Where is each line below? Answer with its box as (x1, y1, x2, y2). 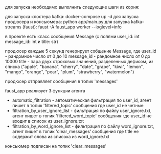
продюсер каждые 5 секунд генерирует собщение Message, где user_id (5, 48, 157, 54)
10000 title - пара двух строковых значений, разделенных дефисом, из (5, 59, 154, 64)
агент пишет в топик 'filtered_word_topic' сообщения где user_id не (12, 113, 152, 119)
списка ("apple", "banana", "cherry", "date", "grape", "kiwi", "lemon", (5, 64, 144, 69)
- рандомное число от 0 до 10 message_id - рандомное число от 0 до (5, 53, 151, 59)
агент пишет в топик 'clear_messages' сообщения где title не (12, 129, 139, 134)
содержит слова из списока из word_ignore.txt (12, 134, 110, 139)
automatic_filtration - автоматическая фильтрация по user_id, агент (12, 97, 152, 103)
